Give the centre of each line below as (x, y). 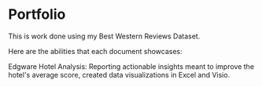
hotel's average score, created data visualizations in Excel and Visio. (119, 74)
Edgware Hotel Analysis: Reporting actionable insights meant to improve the (131, 66)
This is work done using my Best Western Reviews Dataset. (104, 36)
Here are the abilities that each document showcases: (95, 51)
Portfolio (37, 14)
